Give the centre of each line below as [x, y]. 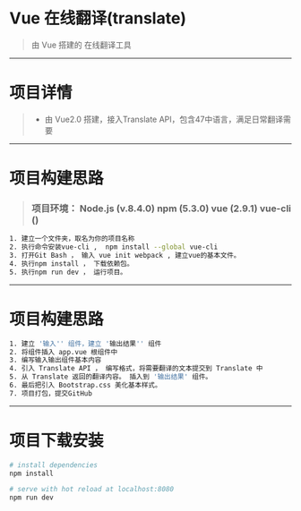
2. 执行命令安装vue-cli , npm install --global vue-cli [114, 247]
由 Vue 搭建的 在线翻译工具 [81, 45]
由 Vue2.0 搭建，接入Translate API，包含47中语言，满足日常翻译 [164, 119]
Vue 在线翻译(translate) [98, 18]
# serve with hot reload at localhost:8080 [92, 490]
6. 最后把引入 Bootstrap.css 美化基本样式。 [86, 386]
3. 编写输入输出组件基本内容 [56, 360]
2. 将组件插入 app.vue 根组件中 [64, 352]
